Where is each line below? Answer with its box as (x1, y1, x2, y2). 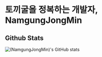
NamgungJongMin (5, 15, 83, 26)
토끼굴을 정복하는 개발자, (5, 4, 98, 15)
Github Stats (5, 34, 44, 42)
